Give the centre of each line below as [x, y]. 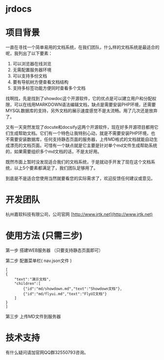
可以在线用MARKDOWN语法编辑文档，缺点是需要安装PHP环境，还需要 [85, 105]
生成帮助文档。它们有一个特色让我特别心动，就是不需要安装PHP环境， [80, 133]
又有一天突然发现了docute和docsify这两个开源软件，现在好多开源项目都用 [80, 127]
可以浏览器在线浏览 [32, 64]
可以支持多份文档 [30, 76]
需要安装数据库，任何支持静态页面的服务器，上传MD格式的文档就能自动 [82, 140]
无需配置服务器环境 [32, 70]
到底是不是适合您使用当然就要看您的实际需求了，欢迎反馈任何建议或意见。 [80, 179]
